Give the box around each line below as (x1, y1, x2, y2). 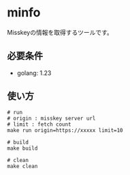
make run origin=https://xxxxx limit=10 (7, 126, 124, 134)
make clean (7, 163, 38, 170)
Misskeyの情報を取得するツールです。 (7, 28, 114, 36)
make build (7, 145, 38, 152)
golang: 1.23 (16, 68, 52, 77)
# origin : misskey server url (7, 115, 96, 122)
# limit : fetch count (7, 121, 71, 128)
